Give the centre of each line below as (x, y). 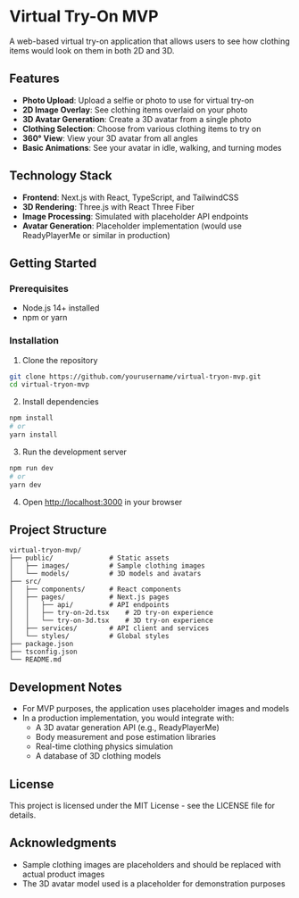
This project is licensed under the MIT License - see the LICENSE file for (142, 805)
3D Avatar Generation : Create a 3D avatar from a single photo (137, 119)
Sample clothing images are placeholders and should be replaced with (151, 864)
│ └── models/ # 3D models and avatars (105, 574)
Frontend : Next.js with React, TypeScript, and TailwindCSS (130, 197)
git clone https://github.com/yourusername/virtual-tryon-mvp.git (135, 377)
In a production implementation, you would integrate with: (128, 718)
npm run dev (31, 468)
